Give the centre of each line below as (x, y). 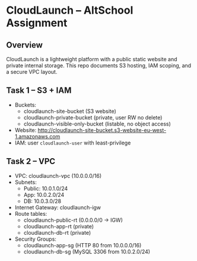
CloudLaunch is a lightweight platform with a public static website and (92, 59)
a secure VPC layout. (32, 72)
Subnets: (26, 182)
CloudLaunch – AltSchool (70, 10)
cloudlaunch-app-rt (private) (58, 226)
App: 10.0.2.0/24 (44, 194)
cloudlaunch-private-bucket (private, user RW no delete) (93, 117)
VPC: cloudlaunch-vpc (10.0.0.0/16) (58, 175)
